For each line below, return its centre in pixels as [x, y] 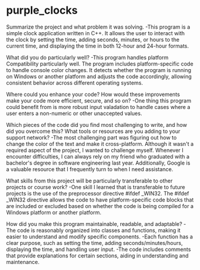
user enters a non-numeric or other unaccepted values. [74, 113]
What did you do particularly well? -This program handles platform [87, 57]
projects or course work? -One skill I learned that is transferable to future [96, 187]
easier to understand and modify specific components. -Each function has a [100, 237]
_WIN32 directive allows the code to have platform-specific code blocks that [100, 200]
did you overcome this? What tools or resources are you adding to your [93, 131]
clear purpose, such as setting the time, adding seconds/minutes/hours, [95, 243]
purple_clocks [42, 10]
